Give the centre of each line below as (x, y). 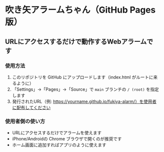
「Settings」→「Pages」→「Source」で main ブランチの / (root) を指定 (85, 89)
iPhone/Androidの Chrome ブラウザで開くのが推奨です (67, 139)
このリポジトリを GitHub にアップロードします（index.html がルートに (83, 77)
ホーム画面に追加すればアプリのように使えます (59, 145)
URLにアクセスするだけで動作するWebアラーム (76, 42)
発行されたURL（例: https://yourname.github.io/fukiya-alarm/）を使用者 (84, 101)
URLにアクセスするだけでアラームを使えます (57, 133)
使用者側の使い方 (25, 121)
